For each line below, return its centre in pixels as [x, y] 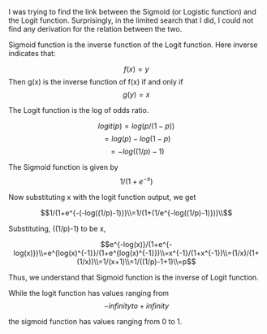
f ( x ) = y [136, 69]
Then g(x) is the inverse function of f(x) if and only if [96, 82]
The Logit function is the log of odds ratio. [79, 110]
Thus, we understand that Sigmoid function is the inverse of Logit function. [133, 277]
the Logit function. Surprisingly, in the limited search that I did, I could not [131, 20]
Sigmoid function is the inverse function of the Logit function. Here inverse [133, 45]
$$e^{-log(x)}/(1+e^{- [136, 244]
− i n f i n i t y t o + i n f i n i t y [136, 306]
